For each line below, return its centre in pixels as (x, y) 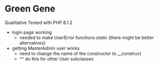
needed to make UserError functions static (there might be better (87, 37)
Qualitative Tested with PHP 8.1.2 (39, 22)
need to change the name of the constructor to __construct (80, 53)
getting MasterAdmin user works (46, 48)
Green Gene (30, 9)
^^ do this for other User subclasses (56, 58)
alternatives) (32, 42)
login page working (32, 32)
